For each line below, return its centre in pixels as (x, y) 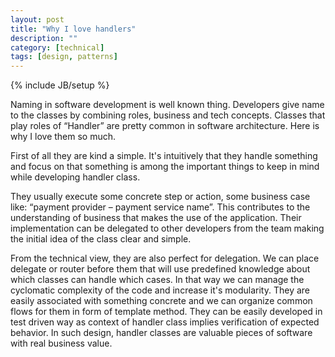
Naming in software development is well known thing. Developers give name (167, 105)
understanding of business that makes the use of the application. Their (156, 218)
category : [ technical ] (57, 47)
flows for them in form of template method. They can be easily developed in (166, 312)
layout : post (37, 19)
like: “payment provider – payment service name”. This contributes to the (160, 207)
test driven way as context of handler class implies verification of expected (165, 322)
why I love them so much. (63, 137)
